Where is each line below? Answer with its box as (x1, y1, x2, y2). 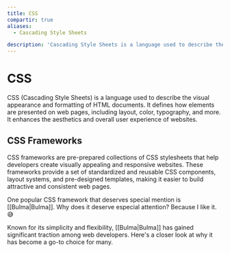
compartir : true (7, 16, 53, 23)
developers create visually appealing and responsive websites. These (7, 160, 203, 168)
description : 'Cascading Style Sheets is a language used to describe (7, 42, 213, 49)
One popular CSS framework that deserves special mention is (7, 196, 181, 204)
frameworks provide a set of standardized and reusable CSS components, (7, 168, 216, 176)
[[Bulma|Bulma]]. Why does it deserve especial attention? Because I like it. (7, 202, 217, 211)
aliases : (7, 23, 32, 29)
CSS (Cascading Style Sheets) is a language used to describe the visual (7, 94, 210, 102)
